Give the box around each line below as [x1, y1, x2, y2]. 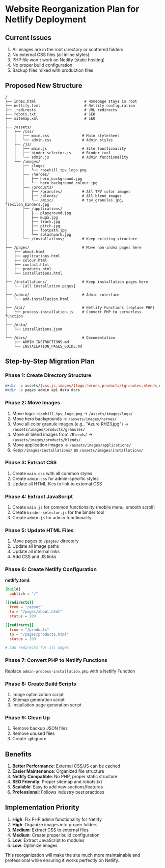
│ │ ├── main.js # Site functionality [5, 146, 126, 151]
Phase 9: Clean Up [5, 714, 50, 721]
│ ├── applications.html [5, 253, 60, 258]
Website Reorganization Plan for [5, 3, 139, 15]
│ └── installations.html [5, 271, 63, 276]
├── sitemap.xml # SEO [5, 116, 96, 121]
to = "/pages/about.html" [9, 609, 63, 615]
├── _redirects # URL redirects [5, 107, 118, 112]
